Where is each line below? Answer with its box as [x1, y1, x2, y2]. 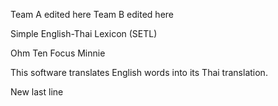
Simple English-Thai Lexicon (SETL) [10, 28, 158, 39]
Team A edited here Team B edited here [10, 9, 175, 20]
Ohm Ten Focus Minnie [10, 47, 106, 59]
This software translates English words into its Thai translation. [10, 67, 268, 78]
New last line [10, 86, 64, 98]
